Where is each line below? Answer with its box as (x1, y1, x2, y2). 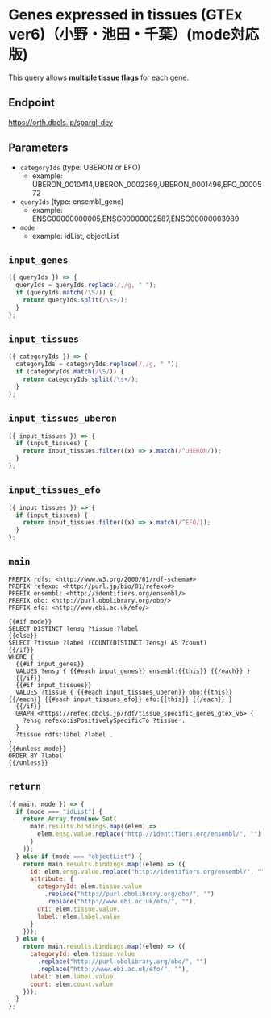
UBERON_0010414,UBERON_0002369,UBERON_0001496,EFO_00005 (31, 179, 262, 189)
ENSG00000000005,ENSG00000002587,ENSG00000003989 (31, 214, 240, 223)
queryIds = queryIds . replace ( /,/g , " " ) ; (15, 281, 157, 290)
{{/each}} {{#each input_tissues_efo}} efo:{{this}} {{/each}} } (8, 695, 232, 703)
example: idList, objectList (31, 231, 119, 240)
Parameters (8, 141, 69, 155)
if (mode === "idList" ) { (15, 807, 103, 816)
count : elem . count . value (29, 980, 114, 988)
